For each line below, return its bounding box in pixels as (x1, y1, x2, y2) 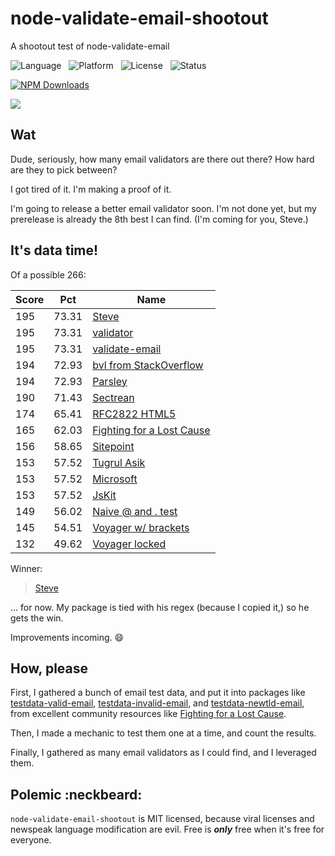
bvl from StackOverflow (92, 358, 204, 372)
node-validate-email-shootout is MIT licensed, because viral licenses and (10, 813, 315, 825)
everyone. (10, 834, 52, 846)
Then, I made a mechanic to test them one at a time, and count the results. (10, 727, 317, 739)
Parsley (92, 374, 128, 388)
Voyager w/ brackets (92, 520, 190, 534)
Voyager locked (92, 537, 167, 551)
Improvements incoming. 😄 (10, 631, 125, 643)
